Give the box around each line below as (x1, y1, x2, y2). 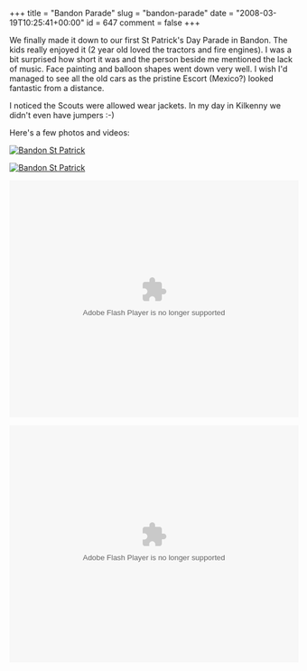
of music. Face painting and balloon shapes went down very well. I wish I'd (9, 63, 288, 74)
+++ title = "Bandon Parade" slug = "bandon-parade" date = (9, 8, 235, 18)
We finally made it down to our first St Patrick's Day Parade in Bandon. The (9, 35, 288, 45)
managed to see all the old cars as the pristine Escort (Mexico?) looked (9, 73, 274, 84)
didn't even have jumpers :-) (9, 110, 115, 120)
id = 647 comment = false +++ (86, 17, 200, 28)
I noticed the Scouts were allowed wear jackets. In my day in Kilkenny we (9, 100, 282, 111)
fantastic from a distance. (9, 83, 105, 93)
